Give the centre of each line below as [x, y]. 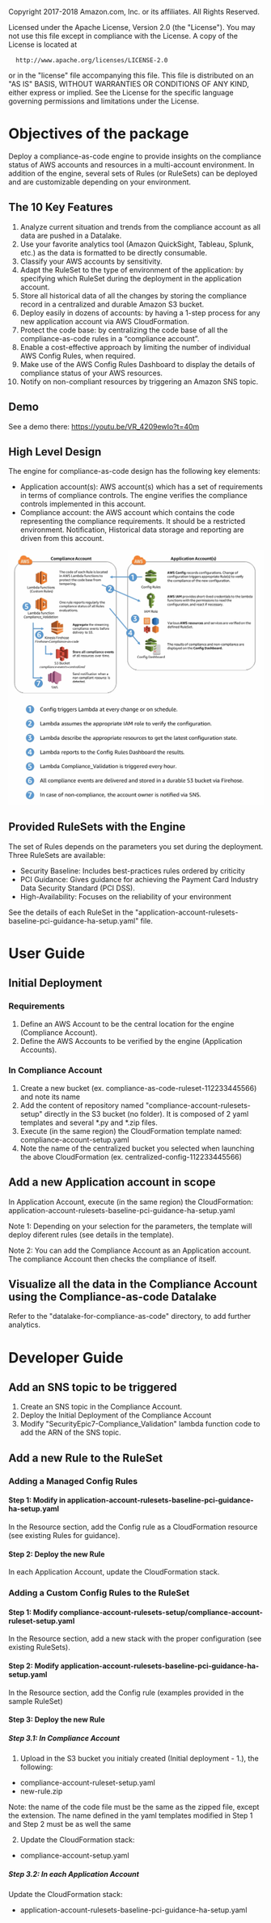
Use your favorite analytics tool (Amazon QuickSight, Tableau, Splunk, [137, 244]
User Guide [47, 953]
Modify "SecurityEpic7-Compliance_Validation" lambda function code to [140, 1424]
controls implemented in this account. [83, 504]
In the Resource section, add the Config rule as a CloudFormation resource [133, 1527]
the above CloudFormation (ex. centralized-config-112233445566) [131, 1156]
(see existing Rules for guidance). [64, 1535]
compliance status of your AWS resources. [91, 373]
